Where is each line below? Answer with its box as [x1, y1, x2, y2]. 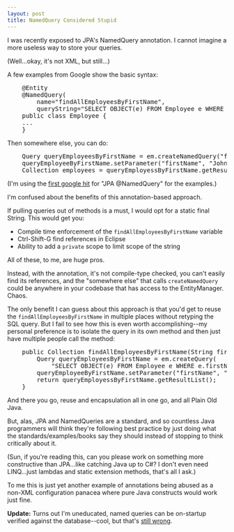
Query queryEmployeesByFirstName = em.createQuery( [36, 355, 217, 363]
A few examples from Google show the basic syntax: [7, 70, 159, 79]
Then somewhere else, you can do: [7, 139, 109, 147]
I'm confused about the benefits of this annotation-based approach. [7, 192, 203, 201]
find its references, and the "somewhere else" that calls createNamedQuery [7, 276, 219, 284]
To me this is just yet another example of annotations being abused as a [7, 480, 214, 489]
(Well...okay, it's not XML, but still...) [7, 56, 110, 65]
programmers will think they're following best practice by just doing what [7, 424, 217, 432]
